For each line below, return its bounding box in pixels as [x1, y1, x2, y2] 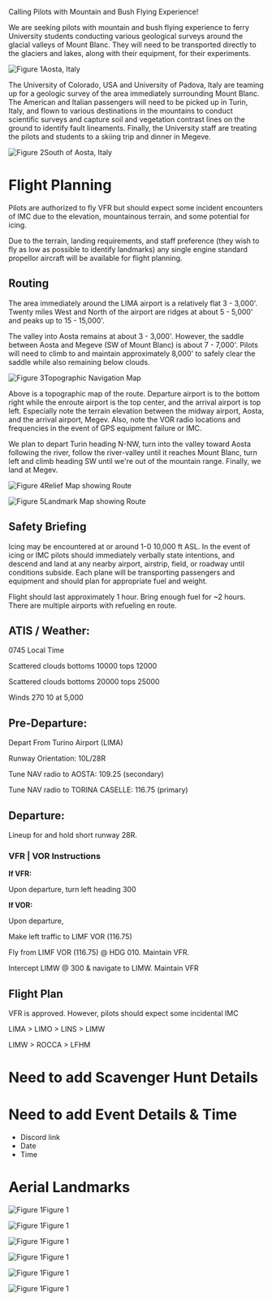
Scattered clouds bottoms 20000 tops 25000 [8, 677, 160, 687]
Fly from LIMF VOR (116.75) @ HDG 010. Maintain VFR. [8, 948, 189, 957]
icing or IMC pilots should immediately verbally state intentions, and [8, 550, 235, 560]
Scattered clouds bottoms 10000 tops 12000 [8, 661, 158, 671]
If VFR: [8, 869, 32, 878]
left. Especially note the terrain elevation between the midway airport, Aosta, [8, 405, 265, 415]
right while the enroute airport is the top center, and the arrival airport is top [8, 397, 261, 407]
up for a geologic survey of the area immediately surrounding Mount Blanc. [8, 89, 260, 98]
